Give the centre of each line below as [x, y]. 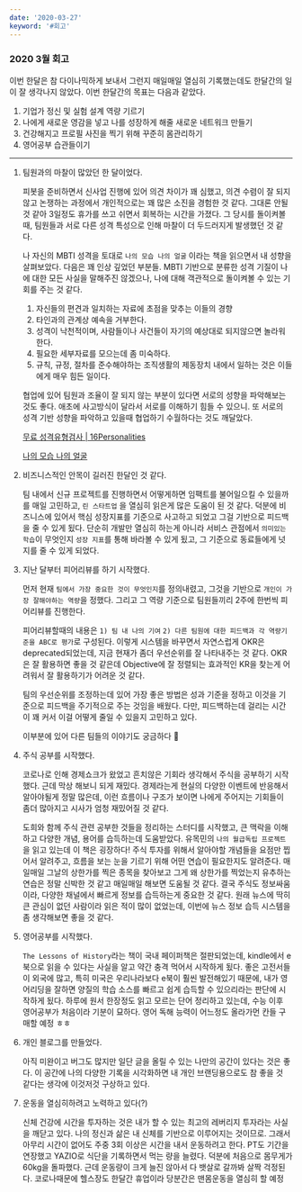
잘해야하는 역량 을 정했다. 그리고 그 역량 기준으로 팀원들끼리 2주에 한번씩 [155, 600]
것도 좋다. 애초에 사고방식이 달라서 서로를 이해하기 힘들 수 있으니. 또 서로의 [153, 406]
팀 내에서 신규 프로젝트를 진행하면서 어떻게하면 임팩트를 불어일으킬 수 [143, 494]
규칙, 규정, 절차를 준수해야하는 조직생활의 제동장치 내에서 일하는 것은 [155, 365]
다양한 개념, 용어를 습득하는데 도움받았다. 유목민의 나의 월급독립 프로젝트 [163, 838]
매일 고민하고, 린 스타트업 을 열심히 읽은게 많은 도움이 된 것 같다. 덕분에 [154, 505]
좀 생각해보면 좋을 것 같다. [68, 917]
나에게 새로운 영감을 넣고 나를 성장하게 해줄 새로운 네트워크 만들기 [138, 122]
